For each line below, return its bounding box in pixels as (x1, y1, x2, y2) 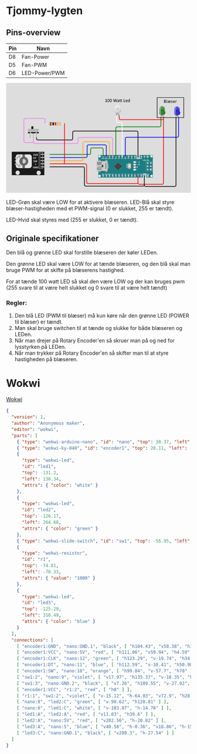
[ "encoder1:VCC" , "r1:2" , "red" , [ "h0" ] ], (16, 686, 133, 692)
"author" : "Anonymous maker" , (11, 420, 85, 426)
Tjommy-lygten (6, 4, 83, 18)
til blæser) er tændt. (14, 318, 63, 325)
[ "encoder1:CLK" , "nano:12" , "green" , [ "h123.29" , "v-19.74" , (16, 656, 177, 662)
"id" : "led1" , (21, 464, 57, 470)
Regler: (6, 298, 28, 307)
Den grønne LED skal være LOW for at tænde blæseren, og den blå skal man (6, 260, 191, 268)
